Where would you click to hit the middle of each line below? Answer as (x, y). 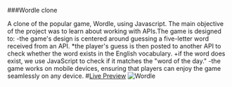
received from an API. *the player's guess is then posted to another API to (114, 46)
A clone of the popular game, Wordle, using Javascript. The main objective (115, 24)
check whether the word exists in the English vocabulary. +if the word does (116, 53)
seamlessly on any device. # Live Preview (67, 76)
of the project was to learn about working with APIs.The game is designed (114, 31)
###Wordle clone (32, 10)
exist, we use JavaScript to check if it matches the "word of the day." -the (114, 61)
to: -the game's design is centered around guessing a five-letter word (108, 39)
